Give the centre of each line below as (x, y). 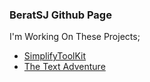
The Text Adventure (64, 67)
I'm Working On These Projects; (75, 37)
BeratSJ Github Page (60, 15)
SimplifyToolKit (55, 56)
